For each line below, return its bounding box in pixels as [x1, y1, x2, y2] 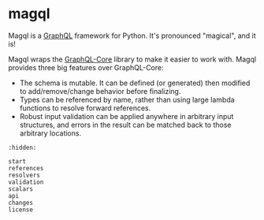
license [8, 206, 34, 214]
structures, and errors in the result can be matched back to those [19, 120, 232, 129]
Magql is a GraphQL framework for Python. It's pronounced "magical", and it [8, 31, 256, 40]
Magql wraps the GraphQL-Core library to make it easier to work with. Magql [8, 54, 257, 64]
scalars [8, 185, 34, 193]
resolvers [8, 171, 41, 179]
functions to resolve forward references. [19, 103, 151, 113]
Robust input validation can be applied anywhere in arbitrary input [19, 111, 234, 121]
